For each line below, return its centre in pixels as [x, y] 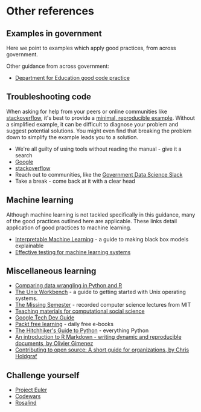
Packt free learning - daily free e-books [64, 324]
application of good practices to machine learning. [69, 227]
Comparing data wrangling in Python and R [69, 286]
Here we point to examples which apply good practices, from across [91, 48]
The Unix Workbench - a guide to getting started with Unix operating [100, 292]
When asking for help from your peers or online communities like [87, 111]
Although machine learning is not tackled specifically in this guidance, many [101, 214]
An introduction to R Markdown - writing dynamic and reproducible [98, 337]
